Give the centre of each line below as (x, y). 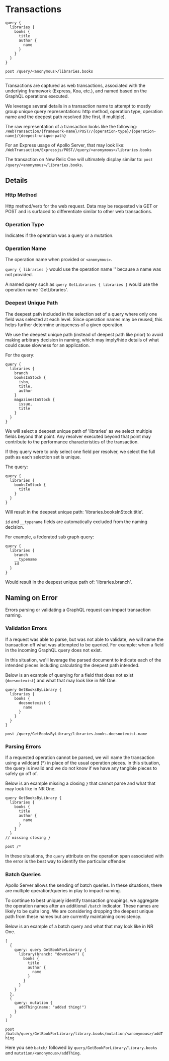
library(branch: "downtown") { (51, 954)
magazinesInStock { (35, 399)
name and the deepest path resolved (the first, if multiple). (66, 117)
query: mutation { (33, 1003)
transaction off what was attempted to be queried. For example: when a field (84, 644)
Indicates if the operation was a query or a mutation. (60, 235)
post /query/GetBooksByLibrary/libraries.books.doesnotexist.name (76, 734)
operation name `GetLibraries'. (37, 290)
